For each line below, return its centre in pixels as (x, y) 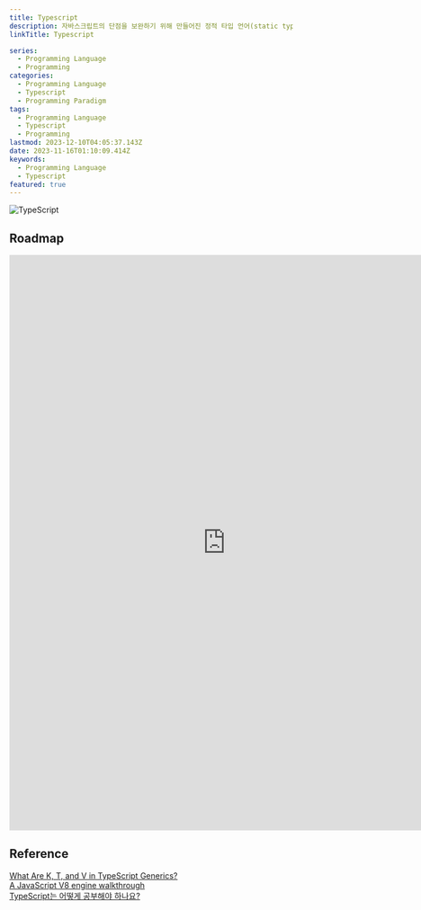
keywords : (28, 159)
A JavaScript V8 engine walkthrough (77, 885)
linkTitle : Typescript (52, 34)
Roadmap (37, 238)
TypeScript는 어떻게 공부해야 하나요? (75, 896)
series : (24, 50)
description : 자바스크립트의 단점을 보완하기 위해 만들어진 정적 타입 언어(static (144, 26)
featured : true (38, 184)
